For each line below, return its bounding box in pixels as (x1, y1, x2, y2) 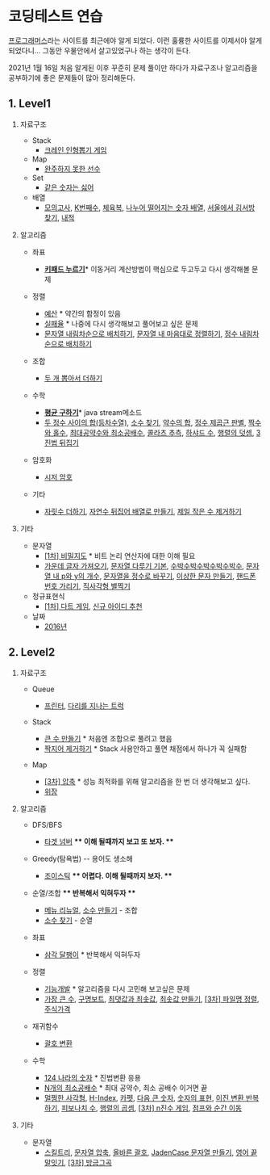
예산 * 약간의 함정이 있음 (44, 308, 121, 318)
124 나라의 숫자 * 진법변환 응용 (44, 1072, 141, 1082)
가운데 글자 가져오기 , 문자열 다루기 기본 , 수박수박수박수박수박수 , (44, 560, 244, 570)
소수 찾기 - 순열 (44, 915, 93, 925)
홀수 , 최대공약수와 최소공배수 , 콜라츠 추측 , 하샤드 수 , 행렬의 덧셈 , (52, 427, 255, 437)
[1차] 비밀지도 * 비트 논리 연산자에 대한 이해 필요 (44, 551, 196, 560)
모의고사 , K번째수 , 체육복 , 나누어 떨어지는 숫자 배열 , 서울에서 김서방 (44, 203, 255, 212)
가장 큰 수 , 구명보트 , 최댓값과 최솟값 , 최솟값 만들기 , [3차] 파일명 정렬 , (44, 994, 260, 1004)
